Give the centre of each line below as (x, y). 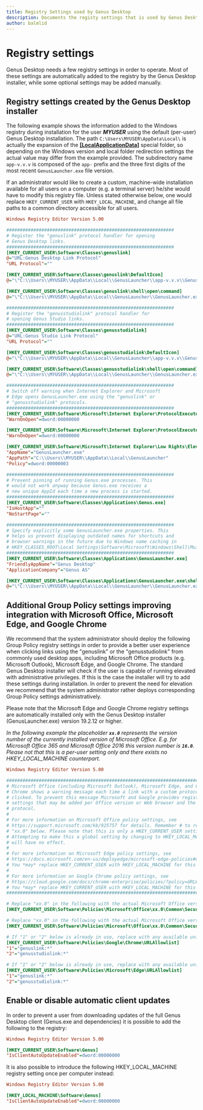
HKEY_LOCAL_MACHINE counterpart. (53, 759)
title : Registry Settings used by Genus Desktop (69, 12)
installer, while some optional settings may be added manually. (84, 83)
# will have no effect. (36, 842)
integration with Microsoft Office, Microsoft (90, 615)
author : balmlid (27, 23)
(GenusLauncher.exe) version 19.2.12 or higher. (64, 721)
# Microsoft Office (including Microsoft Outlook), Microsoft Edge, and (100, 786)
